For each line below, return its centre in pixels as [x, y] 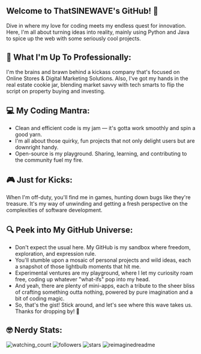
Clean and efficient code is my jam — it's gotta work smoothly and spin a [105, 128]
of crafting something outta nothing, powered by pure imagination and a [104, 292]
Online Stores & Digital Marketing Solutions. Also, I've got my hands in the [97, 78]
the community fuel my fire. [49, 160]
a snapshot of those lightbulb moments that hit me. [78, 267]
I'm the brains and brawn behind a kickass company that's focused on [93, 72]
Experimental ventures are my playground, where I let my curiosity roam [104, 273]
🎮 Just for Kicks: [40, 180]
